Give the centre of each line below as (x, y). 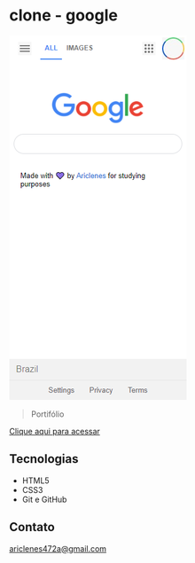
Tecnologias (44, 459)
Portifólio (47, 414)
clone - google (63, 16)
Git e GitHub (44, 499)
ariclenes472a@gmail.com (58, 548)
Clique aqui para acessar (55, 431)
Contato (32, 527)
